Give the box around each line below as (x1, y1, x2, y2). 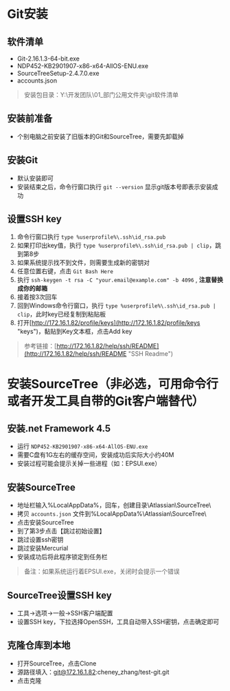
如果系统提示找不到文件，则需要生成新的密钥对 (16, 259, 150, 267)
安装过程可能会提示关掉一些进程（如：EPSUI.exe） (16, 459, 161, 468)
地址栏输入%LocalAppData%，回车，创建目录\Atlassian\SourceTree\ (16, 501, 211, 509)
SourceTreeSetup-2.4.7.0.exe (16, 70, 100, 77)
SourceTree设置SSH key (7, 589, 112, 601)
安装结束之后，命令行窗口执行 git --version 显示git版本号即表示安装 (16, 182, 213, 191)
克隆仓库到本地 (7, 639, 71, 651)
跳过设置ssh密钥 (16, 535, 64, 544)
